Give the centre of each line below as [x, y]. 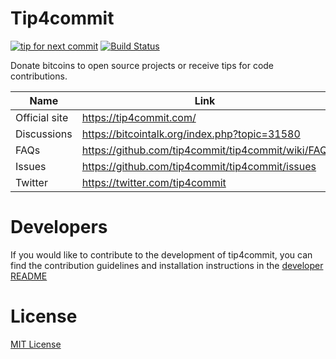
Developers [59, 227]
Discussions [44, 134]
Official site [42, 117]
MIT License [36, 344]
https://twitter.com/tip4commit [154, 182]
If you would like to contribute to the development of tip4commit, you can [161, 254]
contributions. [39, 76]
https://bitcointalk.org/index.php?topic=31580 [191, 134]
